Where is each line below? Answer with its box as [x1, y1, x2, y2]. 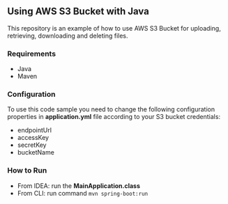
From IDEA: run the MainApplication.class [17, 181, 141, 190]
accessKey [17, 134, 50, 142]
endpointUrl [17, 126, 52, 134]
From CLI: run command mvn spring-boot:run [17, 189, 149, 197]
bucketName [17, 148, 54, 157]
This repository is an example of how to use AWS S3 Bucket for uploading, [7, 24, 221, 32]
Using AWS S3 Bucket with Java [7, 6, 150, 17]
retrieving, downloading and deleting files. [7, 31, 128, 40]
